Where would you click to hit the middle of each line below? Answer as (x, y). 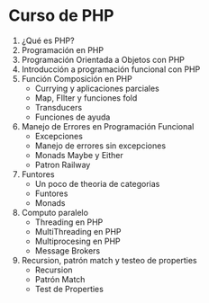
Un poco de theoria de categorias (97, 183)
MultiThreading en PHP (78, 231)
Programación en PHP (63, 49)
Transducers (59, 107)
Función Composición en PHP (77, 78)
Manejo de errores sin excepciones (100, 146)
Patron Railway (63, 165)
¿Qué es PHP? (48, 40)
